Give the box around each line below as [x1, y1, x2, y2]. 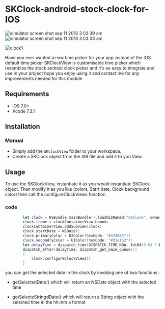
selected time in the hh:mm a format [12, 299, 86, 305]
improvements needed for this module [5, 75, 82, 81]
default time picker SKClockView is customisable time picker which [5, 60, 141, 66]
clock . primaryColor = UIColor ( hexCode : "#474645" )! [23, 233, 131, 239]
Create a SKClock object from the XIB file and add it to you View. [12, 154, 143, 160]
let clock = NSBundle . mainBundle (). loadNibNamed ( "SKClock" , [23, 215, 148, 220]
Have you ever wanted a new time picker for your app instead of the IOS [5, 54, 151, 60]
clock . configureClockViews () [31, 256, 91, 261]
